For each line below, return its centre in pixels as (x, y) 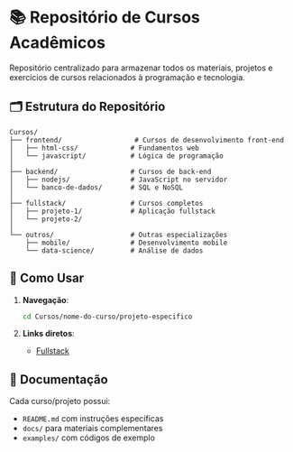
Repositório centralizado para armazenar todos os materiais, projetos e (141, 68)
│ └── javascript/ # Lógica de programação (116, 156)
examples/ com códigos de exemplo (89, 438)
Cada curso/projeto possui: (60, 401)
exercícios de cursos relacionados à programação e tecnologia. (127, 77)
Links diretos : (48, 334)
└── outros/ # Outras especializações (119, 235)
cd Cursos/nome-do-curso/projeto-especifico (107, 317)
